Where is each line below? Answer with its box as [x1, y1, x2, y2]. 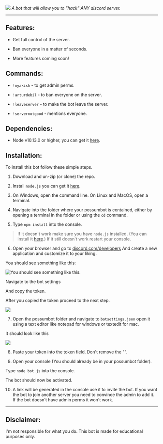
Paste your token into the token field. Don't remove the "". [12, 349, 128, 355]
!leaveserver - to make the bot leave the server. [12, 101, 109, 107]
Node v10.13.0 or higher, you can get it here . [12, 137, 101, 143]
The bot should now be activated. [5, 377, 73, 383]
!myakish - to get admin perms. [12, 82, 74, 88]
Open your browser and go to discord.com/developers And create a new [12, 245, 158, 252]
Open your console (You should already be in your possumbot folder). [12, 359, 152, 365]
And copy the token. [5, 288, 46, 294]
